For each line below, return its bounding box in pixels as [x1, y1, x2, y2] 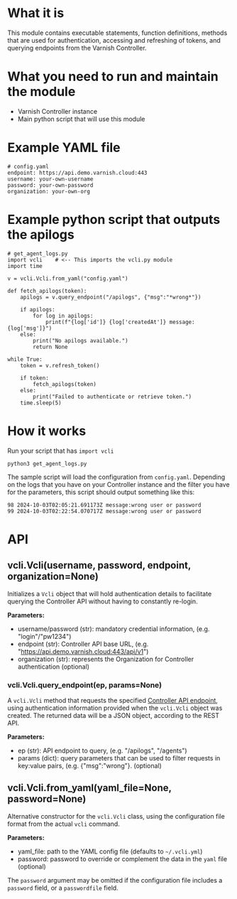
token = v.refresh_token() [20, 362, 100, 369]
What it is [7, 5, 65, 21]
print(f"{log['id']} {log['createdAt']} [45, 318, 167, 325]
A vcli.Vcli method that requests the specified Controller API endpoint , [7, 696, 219, 704]
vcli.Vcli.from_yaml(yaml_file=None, [7, 782, 172, 794]
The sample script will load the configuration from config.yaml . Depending [7, 473, 226, 481]
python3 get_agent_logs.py [7, 460, 87, 467]
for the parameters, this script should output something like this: [7, 488, 195, 496]
